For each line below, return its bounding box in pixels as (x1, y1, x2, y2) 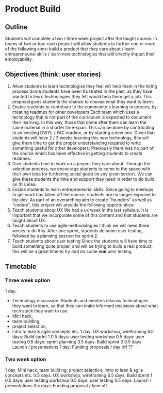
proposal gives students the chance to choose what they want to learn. (12, 99, 154, 104)
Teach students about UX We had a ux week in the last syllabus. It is (12, 207, 149, 213)
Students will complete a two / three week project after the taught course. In (5, 35, 157, 41)
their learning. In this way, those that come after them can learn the (12, 119, 147, 125)
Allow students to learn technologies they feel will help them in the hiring (12, 83, 158, 89)
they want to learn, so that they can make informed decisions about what (12, 303, 158, 308)
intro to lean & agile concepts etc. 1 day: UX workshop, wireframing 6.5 (12, 328, 154, 334)
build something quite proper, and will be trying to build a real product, (12, 243, 153, 249)
